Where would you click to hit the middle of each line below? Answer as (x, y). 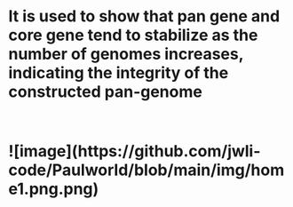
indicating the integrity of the (119, 73)
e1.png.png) (54, 189)
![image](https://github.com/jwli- (135, 151)
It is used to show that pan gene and (144, 16)
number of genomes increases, (126, 54)
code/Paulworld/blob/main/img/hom (146, 170)
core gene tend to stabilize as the (133, 35)
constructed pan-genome (106, 92)
